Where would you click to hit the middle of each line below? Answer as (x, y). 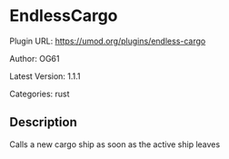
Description (43, 122)
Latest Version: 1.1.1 (45, 76)
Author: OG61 (35, 58)
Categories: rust (40, 94)
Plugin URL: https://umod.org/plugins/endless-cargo (108, 41)
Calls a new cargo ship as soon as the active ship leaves (115, 144)
